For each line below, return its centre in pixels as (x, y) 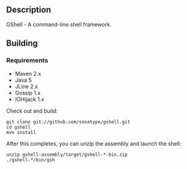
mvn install (21, 132)
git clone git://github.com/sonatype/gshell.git (68, 122)
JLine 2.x (26, 86)
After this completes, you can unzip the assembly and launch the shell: (94, 143)
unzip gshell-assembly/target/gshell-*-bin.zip (67, 155)
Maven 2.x (28, 73)
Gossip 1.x (28, 93)
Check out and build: (32, 111)
